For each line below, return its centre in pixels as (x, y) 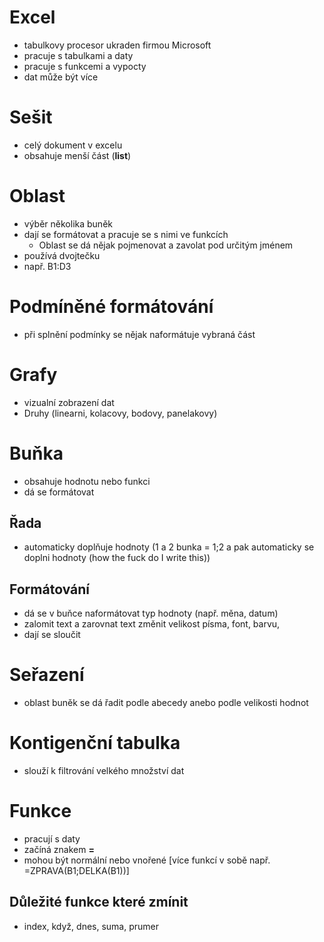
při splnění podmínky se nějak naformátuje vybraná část (139, 334)
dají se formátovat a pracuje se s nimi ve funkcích (126, 234)
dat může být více (61, 77)
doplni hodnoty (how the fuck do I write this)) (117, 558)
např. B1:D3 (47, 266)
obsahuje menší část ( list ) (77, 155)
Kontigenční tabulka (95, 743)
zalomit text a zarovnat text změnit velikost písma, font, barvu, (152, 624)
